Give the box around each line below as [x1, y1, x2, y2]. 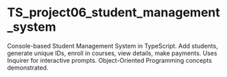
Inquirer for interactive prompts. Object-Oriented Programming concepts [7, 56, 213, 64]
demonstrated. [7, 63, 49, 72]
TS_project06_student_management [7, 5, 221, 20]
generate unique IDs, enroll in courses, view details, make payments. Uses [7, 49, 217, 57]
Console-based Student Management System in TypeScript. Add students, [7, 42, 218, 50]
